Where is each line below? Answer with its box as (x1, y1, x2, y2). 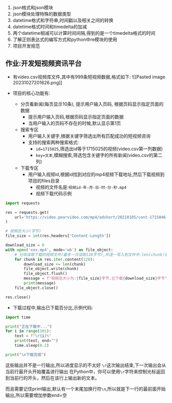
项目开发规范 (12, 43, 40, 49)
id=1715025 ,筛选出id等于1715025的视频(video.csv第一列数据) (35, 145, 163, 152)
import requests (5, 200, 40, 206)
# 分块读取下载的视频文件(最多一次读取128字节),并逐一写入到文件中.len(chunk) (14, 252, 165, 257)
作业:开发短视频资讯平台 (5, 59, 82, 68)
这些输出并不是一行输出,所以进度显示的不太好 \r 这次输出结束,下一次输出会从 (5, 362, 166, 368)
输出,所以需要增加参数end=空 (5, 392, 68, 398)
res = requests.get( (5, 210, 50, 215)
